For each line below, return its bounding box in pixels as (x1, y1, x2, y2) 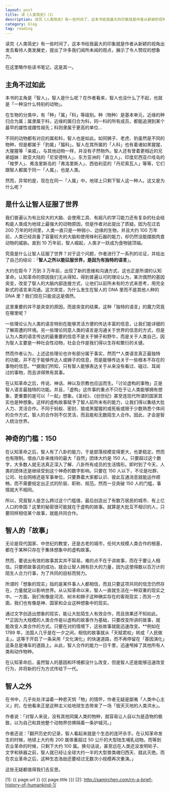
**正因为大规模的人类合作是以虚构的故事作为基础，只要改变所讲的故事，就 (5, 617, 161, 623)
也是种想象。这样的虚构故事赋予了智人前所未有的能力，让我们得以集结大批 (9, 399, 165, 405)
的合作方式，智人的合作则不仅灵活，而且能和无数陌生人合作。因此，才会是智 (5, 412, 165, 418)
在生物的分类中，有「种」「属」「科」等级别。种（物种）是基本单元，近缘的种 (5, 112, 165, 118)
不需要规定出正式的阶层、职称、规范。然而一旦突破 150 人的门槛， (18, 480, 157, 486)
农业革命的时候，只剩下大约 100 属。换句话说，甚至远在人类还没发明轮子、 (5, 743, 162, 749)
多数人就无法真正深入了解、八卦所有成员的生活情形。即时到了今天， (18, 461, 160, 467)
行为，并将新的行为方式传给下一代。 (5, 666, 81, 672)
